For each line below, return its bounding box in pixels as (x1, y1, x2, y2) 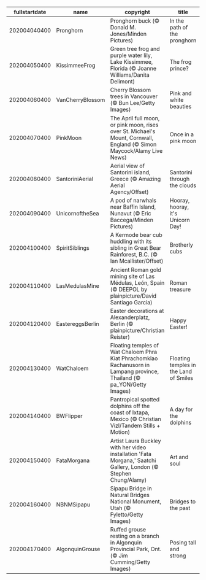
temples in (169, 362, 196, 368)
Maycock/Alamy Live (110, 147, 163, 154)
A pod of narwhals (110, 197, 156, 204)
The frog (169, 58, 192, 65)
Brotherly (169, 241, 193, 249)
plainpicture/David (110, 292, 157, 300)
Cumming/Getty (110, 559, 151, 565)
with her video (110, 443, 147, 451)
